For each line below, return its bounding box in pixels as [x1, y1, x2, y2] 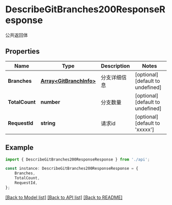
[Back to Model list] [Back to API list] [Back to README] [5, 194, 123, 200]
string [40, 119, 56, 126]
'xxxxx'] [135, 126, 155, 133]
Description [100, 62, 131, 70]
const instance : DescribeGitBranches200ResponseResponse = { [5, 166, 139, 171]
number [40, 98, 60, 105]
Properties [5, 47, 40, 56]
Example [5, 143, 34, 152]
